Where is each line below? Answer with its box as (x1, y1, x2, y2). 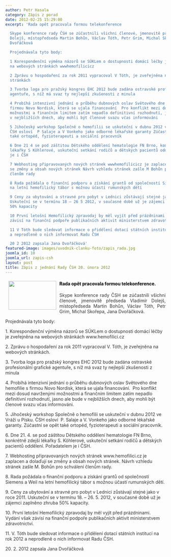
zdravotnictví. (5, 520, 34, 526)
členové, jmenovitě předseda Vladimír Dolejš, (59, 297, 166, 304)
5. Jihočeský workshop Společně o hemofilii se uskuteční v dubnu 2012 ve (5, 411, 162, 417)
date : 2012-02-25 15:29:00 (5, 17, 63, 22)
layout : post (5, 260, 33, 265)
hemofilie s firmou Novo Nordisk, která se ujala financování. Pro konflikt (5, 385, 157, 391)
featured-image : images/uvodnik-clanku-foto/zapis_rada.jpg (5, 246, 136, 251)
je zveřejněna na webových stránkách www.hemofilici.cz (5, 333, 125, 340)
